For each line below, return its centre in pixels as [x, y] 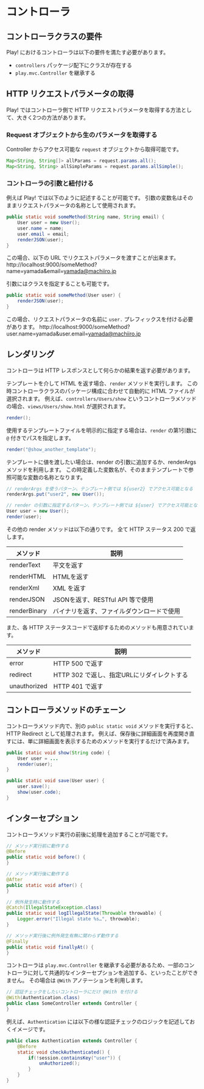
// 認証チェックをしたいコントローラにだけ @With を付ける [72, 992]
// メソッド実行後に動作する [38, 874]
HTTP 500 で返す [78, 663]
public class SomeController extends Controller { [72, 1003]
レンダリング [30, 354]
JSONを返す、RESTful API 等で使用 [103, 599]
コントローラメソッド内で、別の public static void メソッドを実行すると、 [101, 726]
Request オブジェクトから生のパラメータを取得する [82, 134]
